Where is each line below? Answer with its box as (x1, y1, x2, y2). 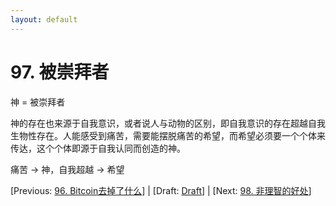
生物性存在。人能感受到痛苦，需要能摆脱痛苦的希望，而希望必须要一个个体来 (10, 129, 326, 141)
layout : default (10, 14, 78, 25)
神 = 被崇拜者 (10, 96, 66, 108)
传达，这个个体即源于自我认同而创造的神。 (10, 142, 186, 154)
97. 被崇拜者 (10, 61, 110, 83)
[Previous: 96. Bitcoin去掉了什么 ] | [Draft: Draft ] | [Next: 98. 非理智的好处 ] (10, 184, 312, 196)
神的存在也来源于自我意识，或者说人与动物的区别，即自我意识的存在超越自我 (10, 117, 326, 129)
